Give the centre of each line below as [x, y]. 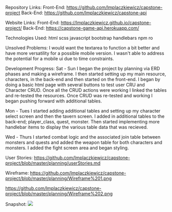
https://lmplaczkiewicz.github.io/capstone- [106, 23]
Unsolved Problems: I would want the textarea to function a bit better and [82, 48]
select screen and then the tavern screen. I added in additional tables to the [85, 116]
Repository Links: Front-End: [35, 7]
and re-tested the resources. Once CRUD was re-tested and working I [79, 96]
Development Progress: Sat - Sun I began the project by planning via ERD [83, 69]
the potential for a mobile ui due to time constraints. [60, 59]
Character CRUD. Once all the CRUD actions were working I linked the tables [86, 90]
